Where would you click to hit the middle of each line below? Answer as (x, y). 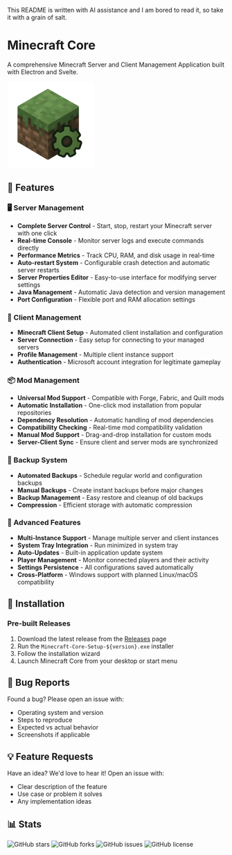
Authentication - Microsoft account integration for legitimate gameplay (119, 362)
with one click (37, 233)
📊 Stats (25, 824)
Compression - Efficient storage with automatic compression (105, 505)
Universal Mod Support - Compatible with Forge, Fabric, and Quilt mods (121, 398)
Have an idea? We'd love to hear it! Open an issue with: (86, 773)
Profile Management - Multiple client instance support (95, 354)
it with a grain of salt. (37, 17)
